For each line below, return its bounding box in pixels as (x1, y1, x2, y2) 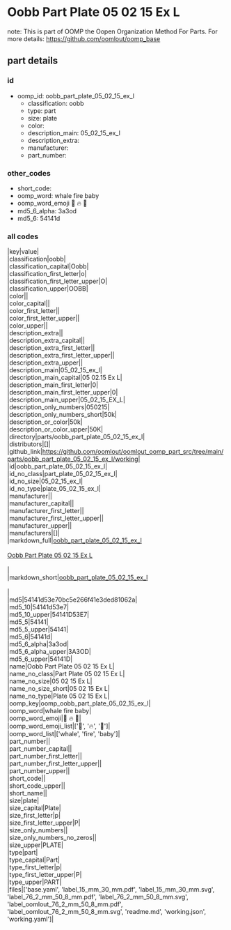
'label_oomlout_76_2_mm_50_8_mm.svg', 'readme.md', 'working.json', (7, 908, 207, 916)
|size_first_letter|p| (7, 811, 61, 820)
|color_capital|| (7, 299, 50, 307)
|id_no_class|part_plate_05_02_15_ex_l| (7, 470, 118, 478)
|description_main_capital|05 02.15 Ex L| (7, 374, 123, 382)
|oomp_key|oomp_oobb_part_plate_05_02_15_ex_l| (7, 699, 151, 708)
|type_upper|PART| (7, 878, 62, 886)
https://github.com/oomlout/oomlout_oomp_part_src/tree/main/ (42, 448, 224, 456)
